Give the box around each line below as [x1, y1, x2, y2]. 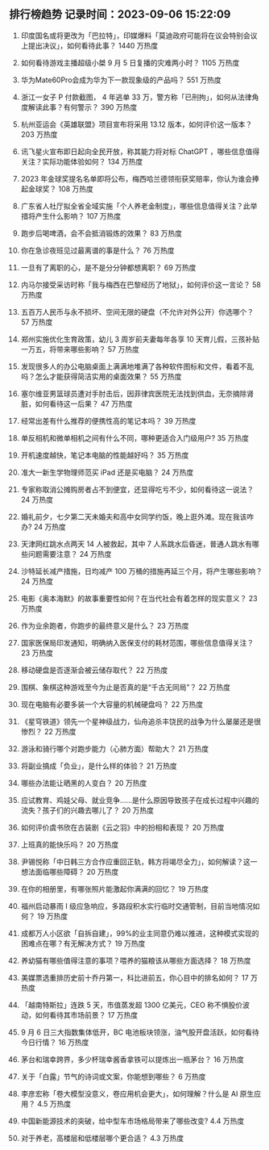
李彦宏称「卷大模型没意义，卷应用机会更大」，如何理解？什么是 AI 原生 [20, 1089, 255, 1098]
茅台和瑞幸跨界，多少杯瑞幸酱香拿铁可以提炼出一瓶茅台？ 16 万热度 [20, 1054, 245, 1064]
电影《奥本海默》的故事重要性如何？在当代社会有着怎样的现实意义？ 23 [20, 593, 258, 603]
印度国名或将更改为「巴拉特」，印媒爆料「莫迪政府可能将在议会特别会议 [20, 31, 258, 40]
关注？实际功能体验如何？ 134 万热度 [20, 157, 143, 166]
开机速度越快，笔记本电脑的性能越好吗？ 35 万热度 [20, 450, 189, 460]
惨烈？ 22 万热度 [20, 726, 77, 736]
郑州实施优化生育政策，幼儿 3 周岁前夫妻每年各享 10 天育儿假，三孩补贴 [20, 334, 260, 344]
